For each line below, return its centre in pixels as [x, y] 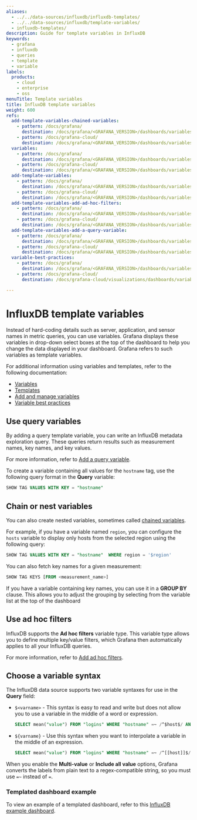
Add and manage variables [47, 396]
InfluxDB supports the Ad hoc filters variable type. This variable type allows [98, 634]
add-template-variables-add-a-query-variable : [69, 230]
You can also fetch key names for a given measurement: [74, 566]
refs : [13, 115]
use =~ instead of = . [29, 776]
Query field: [21, 696]
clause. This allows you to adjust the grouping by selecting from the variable [98, 594]
